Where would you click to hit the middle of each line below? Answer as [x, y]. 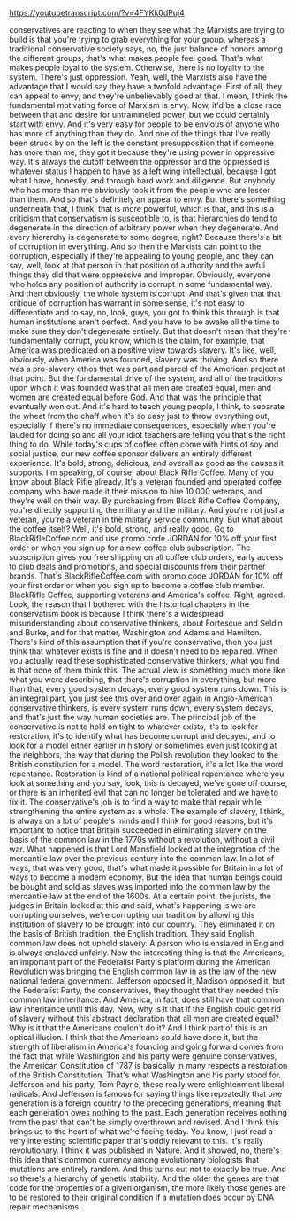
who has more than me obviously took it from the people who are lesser [140, 190]
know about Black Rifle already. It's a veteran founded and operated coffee [146, 482]
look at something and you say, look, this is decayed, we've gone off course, [148, 783]
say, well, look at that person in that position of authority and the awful [137, 265]
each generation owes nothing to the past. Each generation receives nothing [148, 1112]
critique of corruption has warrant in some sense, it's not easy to [127, 303]
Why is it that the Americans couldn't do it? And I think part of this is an [138, 1028]
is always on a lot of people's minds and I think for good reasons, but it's [141, 820]
